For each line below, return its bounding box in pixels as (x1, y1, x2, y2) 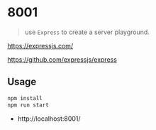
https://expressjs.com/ (7, 41, 74, 50)
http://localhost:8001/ (17, 114, 81, 123)
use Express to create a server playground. (24, 28, 150, 36)
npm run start (7, 101, 50, 109)
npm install (7, 94, 43, 102)
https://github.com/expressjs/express (7, 55, 117, 64)
